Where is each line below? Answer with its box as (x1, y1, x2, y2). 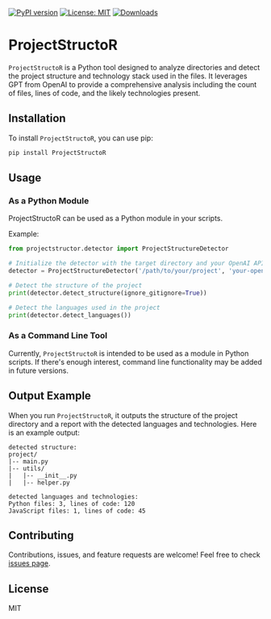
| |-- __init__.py (8, 471, 78, 479)
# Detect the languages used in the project (8, 303, 161, 312)
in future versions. (8, 366, 69, 375)
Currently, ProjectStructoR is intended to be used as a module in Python (8, 348, 249, 358)
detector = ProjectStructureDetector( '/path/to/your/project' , (8, 267, 226, 275)
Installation (8, 111, 66, 125)
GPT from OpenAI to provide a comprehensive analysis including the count (8, 79, 257, 89)
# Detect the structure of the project (8, 281, 143, 290)
